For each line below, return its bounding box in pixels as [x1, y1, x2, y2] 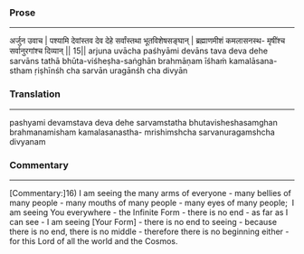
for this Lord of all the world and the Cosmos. [9, 235, 178, 246]
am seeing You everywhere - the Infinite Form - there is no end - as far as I [9, 206, 289, 218]
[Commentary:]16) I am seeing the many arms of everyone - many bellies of [9, 187, 292, 198]
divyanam [9, 136, 46, 146]
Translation [9, 88, 61, 100]
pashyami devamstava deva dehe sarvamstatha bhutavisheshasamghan [9, 117, 278, 127]
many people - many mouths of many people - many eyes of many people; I [9, 197, 295, 208]
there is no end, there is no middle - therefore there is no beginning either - [9, 226, 290, 237]
